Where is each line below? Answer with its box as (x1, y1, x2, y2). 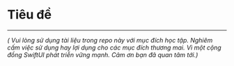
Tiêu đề (7, 7, 52, 23)
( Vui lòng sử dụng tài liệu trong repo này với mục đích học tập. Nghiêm (7, 36, 213, 44)
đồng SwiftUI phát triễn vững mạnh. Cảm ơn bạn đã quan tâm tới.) (7, 50, 198, 58)
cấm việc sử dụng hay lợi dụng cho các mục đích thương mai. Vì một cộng (7, 43, 221, 52)
